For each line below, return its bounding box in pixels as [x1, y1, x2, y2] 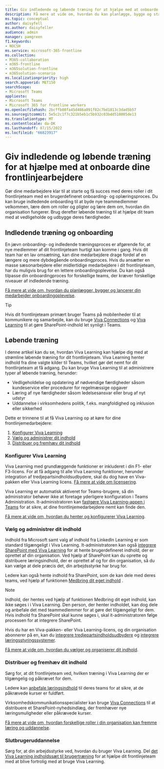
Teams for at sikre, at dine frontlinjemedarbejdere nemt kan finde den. [5, 504, 146, 510]
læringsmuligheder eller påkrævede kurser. [5, 710, 92, 716]
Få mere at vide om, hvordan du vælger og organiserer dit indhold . [5, 647, 139, 653]
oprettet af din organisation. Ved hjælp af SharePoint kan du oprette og [5, 553, 148, 558]
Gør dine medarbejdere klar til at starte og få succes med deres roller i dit [5, 188, 153, 194]
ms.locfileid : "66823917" [5, 130, 58, 135]
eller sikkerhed [12, 405, 42, 411]
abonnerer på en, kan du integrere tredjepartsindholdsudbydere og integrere [5, 632, 159, 638]
